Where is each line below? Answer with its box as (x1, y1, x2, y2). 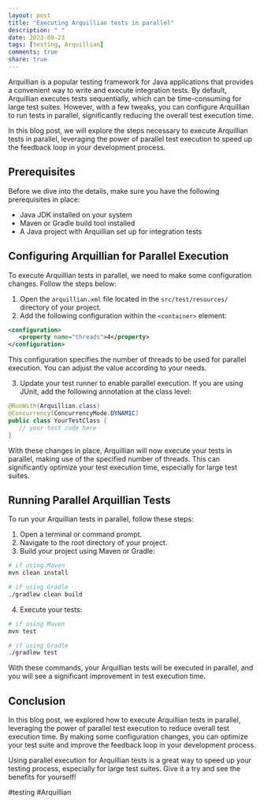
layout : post (8, 11, 51, 20)
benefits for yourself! (8, 773, 76, 782)
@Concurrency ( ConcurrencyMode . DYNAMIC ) (8, 410, 139, 417)
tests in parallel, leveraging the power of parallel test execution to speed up (8, 134, 253, 143)
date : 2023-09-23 (8, 33, 65, 42)
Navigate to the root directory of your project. (19, 538, 168, 547)
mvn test (8, 627, 37, 635)
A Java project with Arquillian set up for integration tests (19, 226, 203, 236)
